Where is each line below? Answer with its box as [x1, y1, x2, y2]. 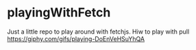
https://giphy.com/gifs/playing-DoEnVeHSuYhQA [7, 34, 145, 42]
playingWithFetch [7, 5, 111, 21]
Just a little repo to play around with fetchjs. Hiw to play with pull [7, 27, 190, 36]
